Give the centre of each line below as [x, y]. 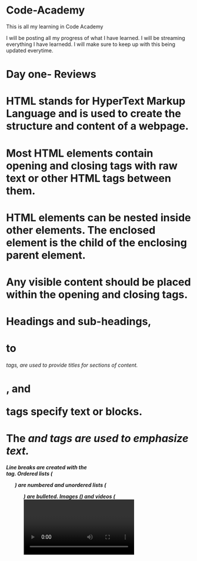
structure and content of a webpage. [98, 126]
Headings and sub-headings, [79, 322]
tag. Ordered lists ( [29, 473]
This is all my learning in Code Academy [55, 26]
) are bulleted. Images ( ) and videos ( [69, 496]
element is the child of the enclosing [96, 243]
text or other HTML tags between [89, 178]
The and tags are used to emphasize [97, 439]
